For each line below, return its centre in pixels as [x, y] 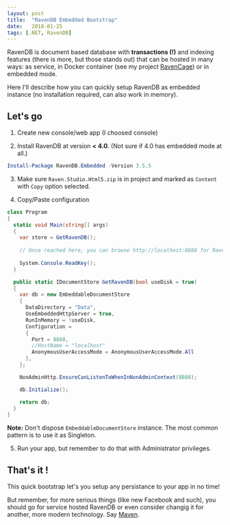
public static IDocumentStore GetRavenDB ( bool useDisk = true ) [105, 282]
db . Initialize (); [44, 389]
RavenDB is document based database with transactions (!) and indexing [111, 52]
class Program [27, 212]
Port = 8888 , [50, 339]
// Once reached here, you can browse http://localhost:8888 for [115, 250]
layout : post [26, 13]
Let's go [25, 116]
